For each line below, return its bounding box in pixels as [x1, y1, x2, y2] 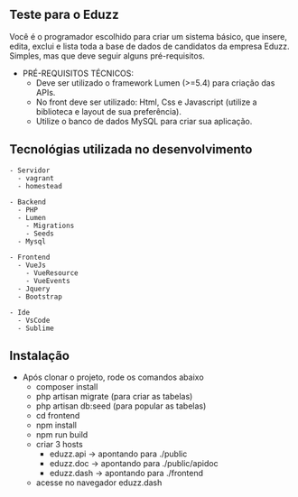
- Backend [9, 198, 47, 207]
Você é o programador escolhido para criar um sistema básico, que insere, [9, 31, 287, 41]
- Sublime [17, 324, 54, 333]
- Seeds [25, 229, 54, 238]
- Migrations [25, 221, 75, 230]
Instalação [9, 348, 70, 364]
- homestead [17, 181, 63, 190]
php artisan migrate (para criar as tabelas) [35, 391, 193, 402]
